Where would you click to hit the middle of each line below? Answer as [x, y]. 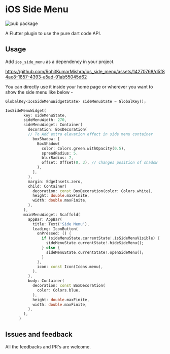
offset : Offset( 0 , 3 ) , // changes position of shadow [99, 163]
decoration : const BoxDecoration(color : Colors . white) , [93, 191]
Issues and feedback [39, 334]
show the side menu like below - [39, 92]
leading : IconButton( [55, 229]
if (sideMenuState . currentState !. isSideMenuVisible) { [100, 238]
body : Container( [46, 281]
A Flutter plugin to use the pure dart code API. [53, 33]
